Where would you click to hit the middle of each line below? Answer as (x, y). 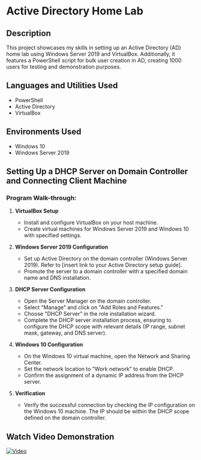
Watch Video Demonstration (60, 437)
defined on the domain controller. (65, 418)
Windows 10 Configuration (49, 345)
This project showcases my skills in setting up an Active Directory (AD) (94, 47)
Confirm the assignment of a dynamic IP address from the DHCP (104, 375)
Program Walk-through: (41, 198)
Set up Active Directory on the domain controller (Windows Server (106, 259)
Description (28, 33)
